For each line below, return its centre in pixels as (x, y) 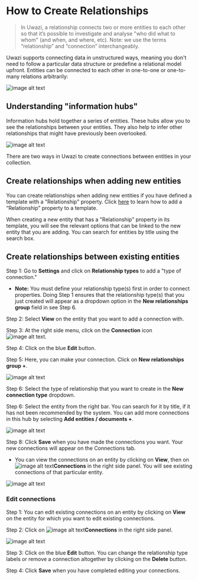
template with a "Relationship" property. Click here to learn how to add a (94, 202)
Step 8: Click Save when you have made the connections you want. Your (95, 442)
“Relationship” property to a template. (52, 208)
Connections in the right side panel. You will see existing (123, 466)
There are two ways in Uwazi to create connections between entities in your (99, 156)
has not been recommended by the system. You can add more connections (98, 413)
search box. (21, 238)
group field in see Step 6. (46, 307)
